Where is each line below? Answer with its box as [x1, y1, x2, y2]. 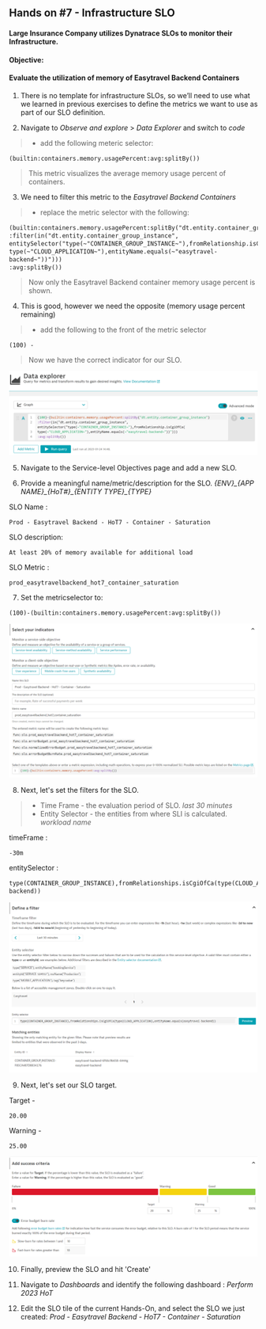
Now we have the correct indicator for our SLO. [28, 355, 182, 364]
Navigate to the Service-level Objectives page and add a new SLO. [20, 463, 238, 473]
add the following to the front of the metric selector [39, 325, 207, 334]
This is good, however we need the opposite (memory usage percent [20, 301, 245, 310]
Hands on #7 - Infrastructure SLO [9, 6, 176, 20]
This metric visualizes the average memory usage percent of [28, 168, 227, 177]
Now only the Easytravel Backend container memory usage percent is [28, 277, 256, 287]
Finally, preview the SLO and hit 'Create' [20, 1264, 151, 1274]
